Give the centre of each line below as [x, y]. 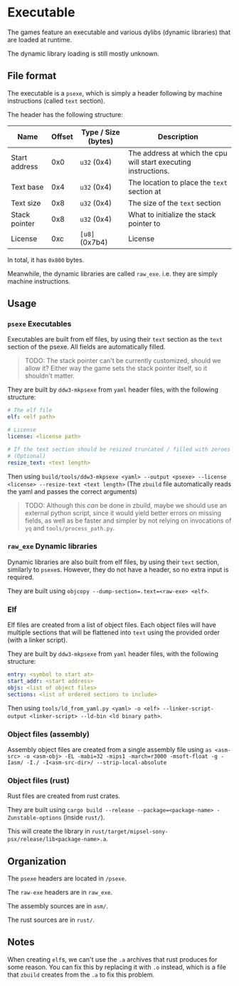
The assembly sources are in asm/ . [58, 906]
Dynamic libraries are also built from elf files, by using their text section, [113, 562]
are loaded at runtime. [40, 39]
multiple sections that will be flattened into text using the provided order [114, 632]
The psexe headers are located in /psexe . [67, 878]
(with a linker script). [37, 640]
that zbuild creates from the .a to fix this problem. [81, 975]
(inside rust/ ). [84, 818]
